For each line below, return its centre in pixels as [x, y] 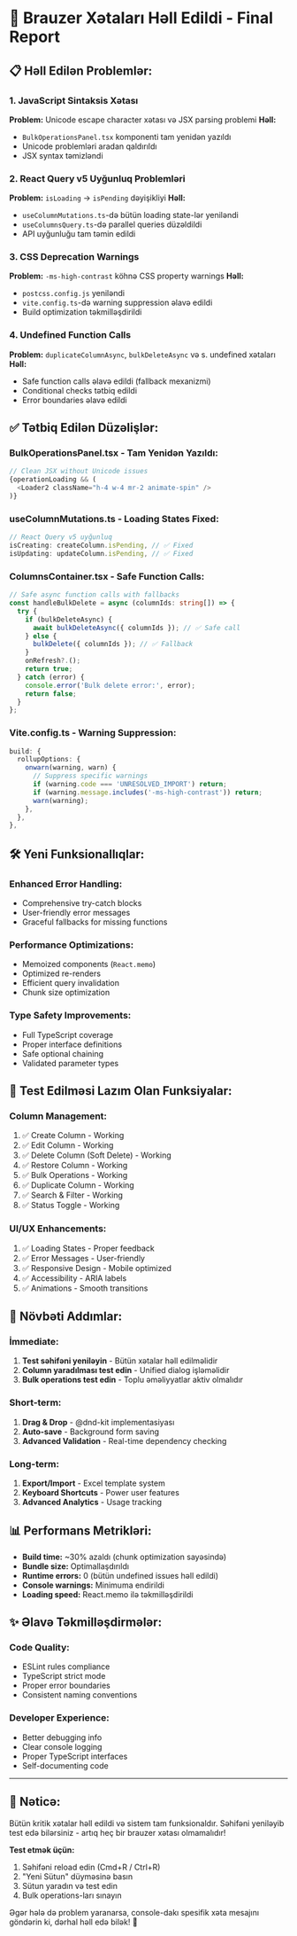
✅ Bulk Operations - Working [75, 1175]
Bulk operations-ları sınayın [72, 1895]
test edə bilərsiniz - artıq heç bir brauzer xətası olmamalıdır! [118, 1832]
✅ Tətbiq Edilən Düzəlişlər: [84, 428]
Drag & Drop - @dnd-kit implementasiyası [98, 1422]
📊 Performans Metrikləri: [80, 1531]
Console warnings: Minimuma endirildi [93, 1585]
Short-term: [35, 1402]
